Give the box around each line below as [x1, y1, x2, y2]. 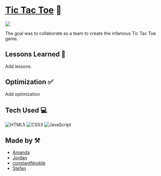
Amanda [12, 150, 30, 156]
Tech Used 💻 [5, 106, 47, 114]
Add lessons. [5, 63, 32, 69]
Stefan [12, 166, 26, 172]
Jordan [12, 155, 27, 161]
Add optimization [5, 91, 40, 97]
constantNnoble [12, 160, 46, 166]
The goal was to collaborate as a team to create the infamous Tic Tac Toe [5, 30, 156, 36]
